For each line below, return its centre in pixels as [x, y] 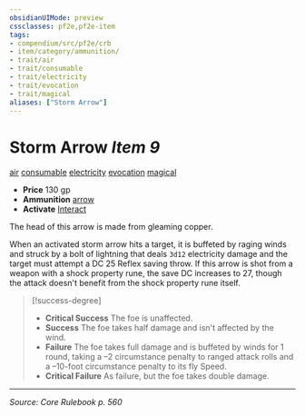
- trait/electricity [49, 77]
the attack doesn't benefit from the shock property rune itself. [125, 283]
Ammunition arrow [59, 200]
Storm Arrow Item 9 [85, 147]
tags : [20, 35]
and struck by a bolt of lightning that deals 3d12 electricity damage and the [149, 254]
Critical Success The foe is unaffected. [119, 318]
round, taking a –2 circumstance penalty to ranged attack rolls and [169, 357]
